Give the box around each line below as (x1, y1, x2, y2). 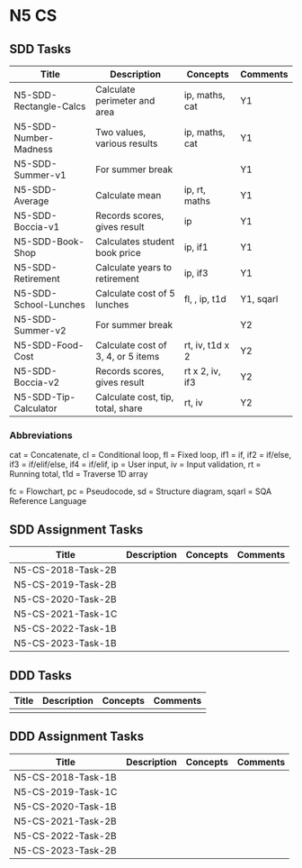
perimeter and (95, 95, 155, 106)
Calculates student (95, 235, 175, 248)
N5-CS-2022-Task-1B (13, 623, 117, 635)
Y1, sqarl (239, 293, 279, 305)
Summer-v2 (13, 324, 67, 336)
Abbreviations (9, 429, 74, 442)
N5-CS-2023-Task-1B (13, 637, 117, 650)
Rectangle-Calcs (13, 100, 86, 113)
